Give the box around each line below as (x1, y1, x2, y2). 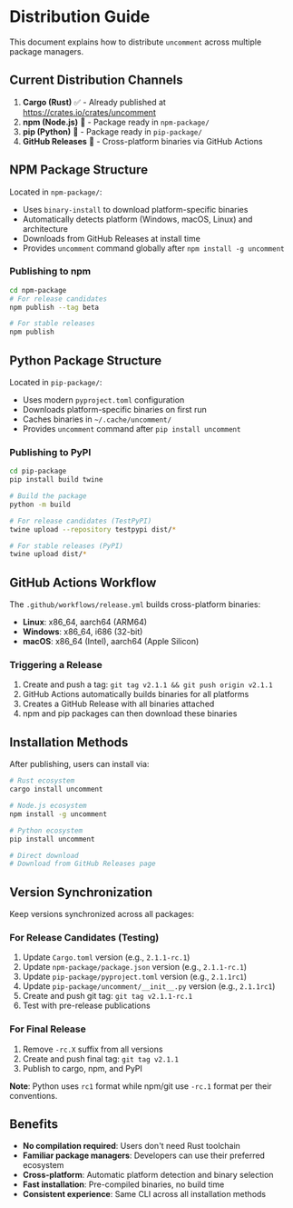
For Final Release (9, 1023, 86, 1035)
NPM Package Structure (9, 162, 148, 178)
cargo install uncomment (9, 784, 103, 794)
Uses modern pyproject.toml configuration (22, 394, 185, 405)
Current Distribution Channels (9, 73, 183, 88)
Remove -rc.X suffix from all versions (22, 1043, 163, 1054)
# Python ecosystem (9, 825, 83, 835)
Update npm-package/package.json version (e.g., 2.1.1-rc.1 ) (22, 962, 248, 973)
